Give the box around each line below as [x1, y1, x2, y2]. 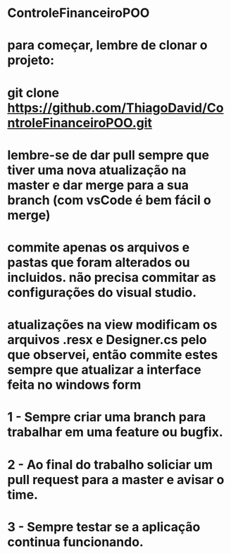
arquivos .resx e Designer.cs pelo [7, 332, 207, 348]
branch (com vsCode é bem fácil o [7, 192, 211, 208]
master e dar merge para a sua [7, 177, 189, 193]
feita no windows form [7, 377, 142, 393]
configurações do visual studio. [7, 284, 197, 300]
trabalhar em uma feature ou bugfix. [7, 424, 223, 440]
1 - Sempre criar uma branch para [7, 409, 206, 425]
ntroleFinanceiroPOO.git [7, 114, 153, 131]
